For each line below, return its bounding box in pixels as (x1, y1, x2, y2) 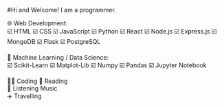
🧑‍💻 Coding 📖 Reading (7, 77, 68, 85)
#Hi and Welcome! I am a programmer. (7, 6, 117, 14)
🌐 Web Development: (7, 19, 68, 27)
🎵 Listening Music (7, 84, 58, 92)
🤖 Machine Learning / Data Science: (7, 53, 109, 61)
